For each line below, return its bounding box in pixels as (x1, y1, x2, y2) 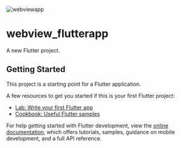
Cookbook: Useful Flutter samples (14, 110, 100, 117)
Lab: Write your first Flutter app (14, 103, 94, 111)
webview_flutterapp (6, 27, 109, 40)
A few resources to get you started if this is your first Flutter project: (6, 92, 175, 99)
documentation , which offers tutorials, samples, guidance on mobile (6, 128, 175, 135)
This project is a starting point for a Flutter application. (6, 80, 141, 88)
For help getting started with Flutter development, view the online (6, 121, 169, 129)
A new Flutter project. (6, 47, 60, 54)
